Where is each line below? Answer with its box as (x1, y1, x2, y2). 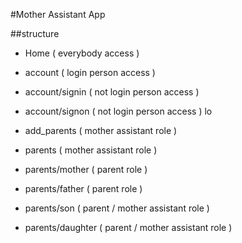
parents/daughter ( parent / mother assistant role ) (24, 222, 233, 233)
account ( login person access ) (24, 67, 156, 78)
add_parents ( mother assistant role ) (24, 125, 178, 136)
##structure (10, 28, 60, 39)
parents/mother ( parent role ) (24, 164, 148, 175)
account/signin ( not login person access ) (24, 86, 200, 98)
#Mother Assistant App (10, 9, 106, 20)
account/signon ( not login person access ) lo (24, 105, 213, 117)
